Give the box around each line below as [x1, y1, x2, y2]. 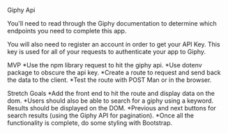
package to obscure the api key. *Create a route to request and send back [7, 69, 221, 76]
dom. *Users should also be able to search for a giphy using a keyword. [7, 97, 214, 105]
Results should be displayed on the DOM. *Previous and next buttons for [7, 104, 216, 112]
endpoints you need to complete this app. [7, 27, 127, 35]
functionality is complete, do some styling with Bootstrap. [7, 119, 173, 127]
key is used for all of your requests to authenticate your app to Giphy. [7, 48, 206, 56]
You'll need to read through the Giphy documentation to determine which [7, 19, 218, 27]
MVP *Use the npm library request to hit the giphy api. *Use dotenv [7, 61, 202, 69]
